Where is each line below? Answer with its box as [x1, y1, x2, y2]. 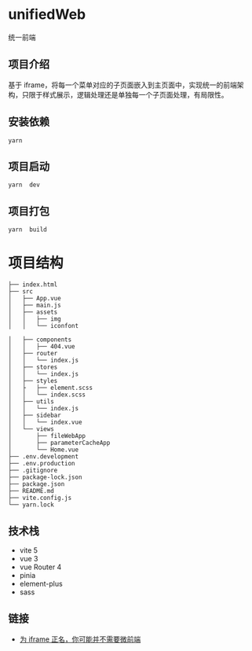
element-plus [19, 579, 63, 588]
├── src [8, 288, 34, 296]
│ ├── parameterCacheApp [8, 439, 111, 447]
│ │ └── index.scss [8, 391, 86, 399]
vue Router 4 [19, 562, 62, 572]
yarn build [8, 226, 47, 234]
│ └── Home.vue [8, 446, 79, 454]
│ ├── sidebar [8, 411, 61, 420]
